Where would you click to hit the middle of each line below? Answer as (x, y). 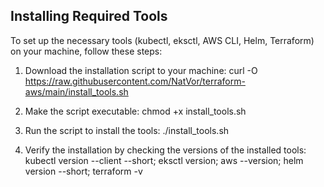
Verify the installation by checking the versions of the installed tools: (165, 150)
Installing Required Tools (89, 16)
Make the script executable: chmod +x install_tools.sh (135, 111)
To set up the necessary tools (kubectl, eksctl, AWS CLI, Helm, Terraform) (162, 40)
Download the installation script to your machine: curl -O (141, 70)
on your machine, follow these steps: (86, 51)
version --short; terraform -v (83, 171)
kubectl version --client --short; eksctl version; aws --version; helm (164, 160)
